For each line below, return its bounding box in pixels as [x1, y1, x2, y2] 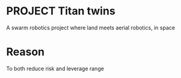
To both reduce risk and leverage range [6, 65, 104, 72]
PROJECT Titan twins [6, 4, 115, 18]
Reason [6, 45, 45, 59]
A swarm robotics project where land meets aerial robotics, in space [6, 24, 176, 31]
